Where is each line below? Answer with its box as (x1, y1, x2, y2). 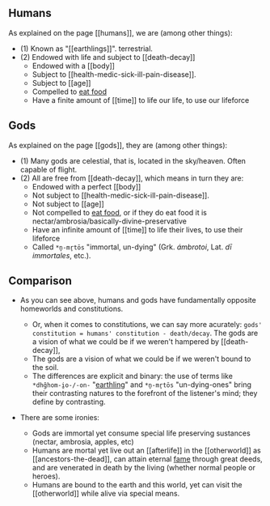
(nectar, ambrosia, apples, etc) (32, 437, 135, 447)
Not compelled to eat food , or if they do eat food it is (32, 207, 208, 217)
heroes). (32, 471, 61, 481)
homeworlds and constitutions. (19, 304, 124, 314)
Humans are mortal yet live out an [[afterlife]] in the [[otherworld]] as (32, 445, 261, 456)
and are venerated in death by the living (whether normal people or (32, 463, 256, 473)
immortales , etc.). (32, 250, 91, 260)
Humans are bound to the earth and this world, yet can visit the (32, 480, 243, 490)
